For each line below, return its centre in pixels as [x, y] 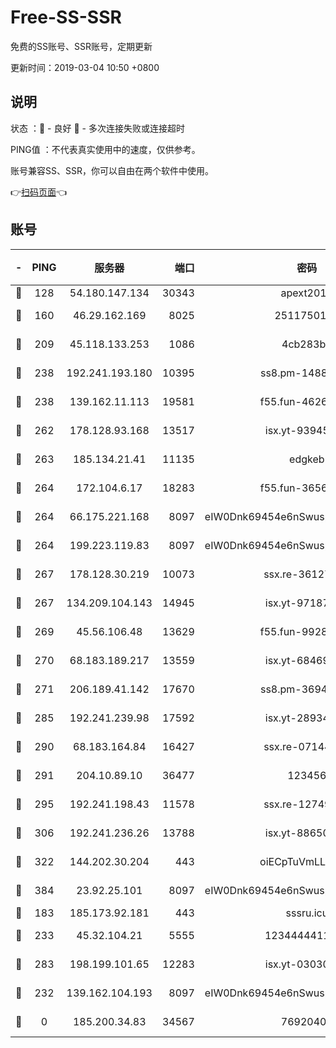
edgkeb [307, 459]
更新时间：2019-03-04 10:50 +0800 [85, 67]
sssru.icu [307, 913]
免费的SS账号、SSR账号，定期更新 [81, 46]
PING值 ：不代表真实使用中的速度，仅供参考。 [105, 149]
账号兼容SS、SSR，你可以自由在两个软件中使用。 [112, 170]
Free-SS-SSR [66, 17]
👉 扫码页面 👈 [39, 192]
